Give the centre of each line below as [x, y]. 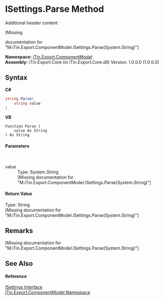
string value [27, 103]
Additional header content [32, 23]
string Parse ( [20, 99]
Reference [16, 276]
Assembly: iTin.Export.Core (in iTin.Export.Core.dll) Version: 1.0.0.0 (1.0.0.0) [82, 62]
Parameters [17, 146]
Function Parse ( [23, 126]
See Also [19, 263]
